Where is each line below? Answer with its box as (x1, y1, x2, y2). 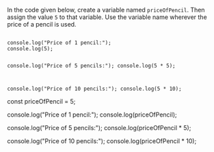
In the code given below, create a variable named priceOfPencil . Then (7, 6, 205, 14)
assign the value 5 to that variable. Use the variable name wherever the (7, 13, 207, 21)
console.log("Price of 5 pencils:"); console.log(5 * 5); (7, 62, 176, 69)
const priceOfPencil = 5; (7, 97, 76, 105)
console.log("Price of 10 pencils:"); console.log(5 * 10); (7, 85, 183, 92)
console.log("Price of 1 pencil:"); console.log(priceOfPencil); (7, 110, 177, 119)
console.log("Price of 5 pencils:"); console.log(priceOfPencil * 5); (7, 123, 191, 132)
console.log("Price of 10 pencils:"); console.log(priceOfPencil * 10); (7, 136, 197, 145)
